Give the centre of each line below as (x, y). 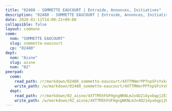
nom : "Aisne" (24, 58)
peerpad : (15, 72)
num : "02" (20, 67)
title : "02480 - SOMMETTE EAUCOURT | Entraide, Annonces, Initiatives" (83, 10)
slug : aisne (23, 62)
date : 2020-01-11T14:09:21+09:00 (41, 19)
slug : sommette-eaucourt (36, 43)
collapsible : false (26, 24)
